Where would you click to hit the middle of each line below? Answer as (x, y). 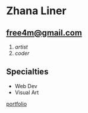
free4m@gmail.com (44, 33)
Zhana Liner (36, 11)
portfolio (17, 104)
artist (21, 47)
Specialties (27, 72)
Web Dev (26, 86)
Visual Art (27, 92)
